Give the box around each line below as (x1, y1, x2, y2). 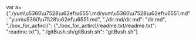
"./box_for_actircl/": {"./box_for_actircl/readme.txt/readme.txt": (6, 22, 157, 29)
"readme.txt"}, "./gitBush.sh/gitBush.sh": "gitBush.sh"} (6, 28, 138, 35)
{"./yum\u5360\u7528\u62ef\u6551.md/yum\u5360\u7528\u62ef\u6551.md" (6, 10, 191, 17)
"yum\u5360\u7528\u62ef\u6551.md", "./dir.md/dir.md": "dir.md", (8, 16, 167, 23)
